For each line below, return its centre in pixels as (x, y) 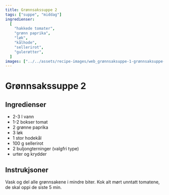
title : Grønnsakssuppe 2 (31, 10)
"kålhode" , (26, 43)
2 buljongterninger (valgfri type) (46, 149)
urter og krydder (29, 154)
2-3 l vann (23, 117)
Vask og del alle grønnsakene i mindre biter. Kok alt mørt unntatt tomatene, (82, 182)
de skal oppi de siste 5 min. (33, 187)
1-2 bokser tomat (30, 122)
